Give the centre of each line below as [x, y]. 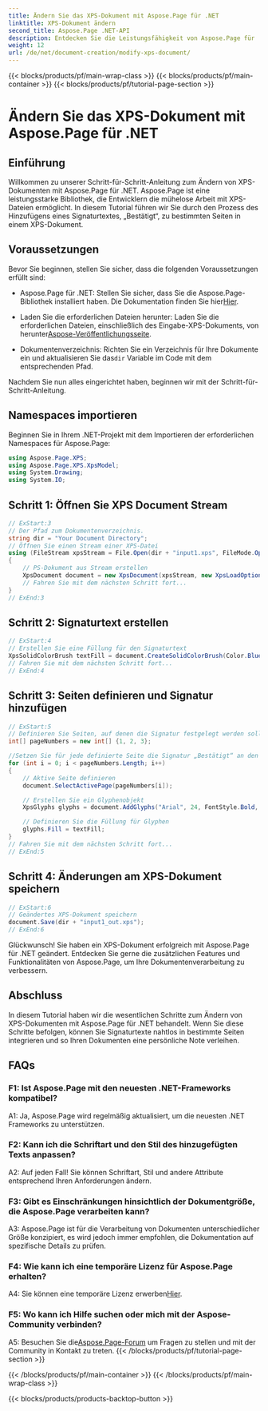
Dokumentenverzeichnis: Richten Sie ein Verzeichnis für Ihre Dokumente [139, 349]
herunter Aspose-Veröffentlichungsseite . [85, 333]
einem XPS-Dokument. [46, 224]
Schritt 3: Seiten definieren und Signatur [111, 696]
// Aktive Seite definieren [69, 778]
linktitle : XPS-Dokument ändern [62, 23]
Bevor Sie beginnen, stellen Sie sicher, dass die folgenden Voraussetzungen [133, 269]
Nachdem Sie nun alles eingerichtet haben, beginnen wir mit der [114, 381]
